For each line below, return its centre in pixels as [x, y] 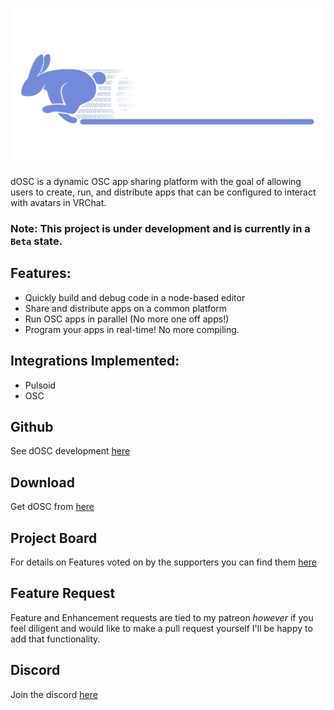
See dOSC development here [70, 451]
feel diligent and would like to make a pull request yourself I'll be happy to [161, 628]
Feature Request [63, 593]
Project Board [54, 538]
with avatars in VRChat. [58, 202]
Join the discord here [54, 694]
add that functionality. [55, 639]
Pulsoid [40, 385]
